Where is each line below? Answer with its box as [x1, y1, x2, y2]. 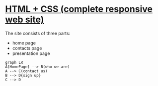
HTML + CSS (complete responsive [5, 3, 153, 15]
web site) [5, 14, 44, 25]
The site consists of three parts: [5, 30, 71, 36]
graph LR [5, 60, 23, 65]
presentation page [12, 50, 50, 56]
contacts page [12, 45, 42, 51]
